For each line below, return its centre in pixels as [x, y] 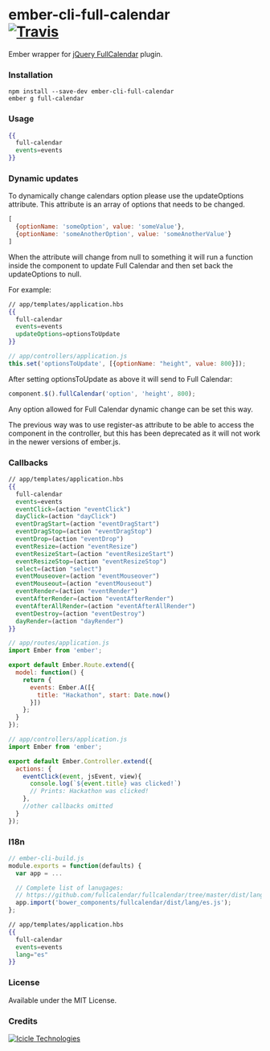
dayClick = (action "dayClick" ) [66, 517]
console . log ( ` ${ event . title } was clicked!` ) [105, 784]
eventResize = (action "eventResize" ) [77, 546]
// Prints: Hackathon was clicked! [89, 791]
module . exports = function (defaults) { [75, 865]
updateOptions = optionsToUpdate [68, 334]
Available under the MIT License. [63, 1000]
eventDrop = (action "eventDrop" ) [70, 539]
